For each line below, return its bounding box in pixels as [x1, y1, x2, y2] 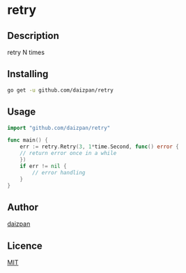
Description [7, 30, 59, 42]
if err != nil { [20, 163, 68, 169]
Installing [7, 68, 49, 80]
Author [7, 201, 38, 213]
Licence [7, 240, 43, 251]
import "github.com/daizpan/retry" [7, 124, 111, 131]
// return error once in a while [20, 150, 117, 157]
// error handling [32, 169, 86, 176]
